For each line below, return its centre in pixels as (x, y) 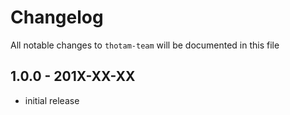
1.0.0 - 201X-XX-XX (73, 76)
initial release (52, 100)
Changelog (57, 17)
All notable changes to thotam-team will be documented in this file (145, 45)
